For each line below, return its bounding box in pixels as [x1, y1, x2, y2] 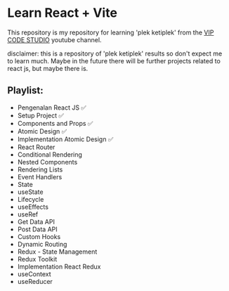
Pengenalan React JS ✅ [17, 103, 86, 112]
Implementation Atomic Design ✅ [17, 135, 114, 143]
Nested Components [17, 157, 78, 166]
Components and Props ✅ [17, 119, 93, 127]
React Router [17, 143, 55, 151]
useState [17, 188, 44, 196]
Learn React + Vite [7, 5, 118, 21]
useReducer [17, 277, 53, 285]
